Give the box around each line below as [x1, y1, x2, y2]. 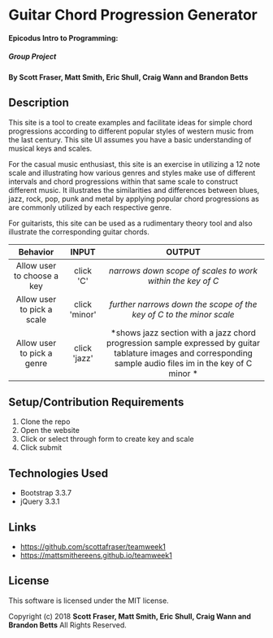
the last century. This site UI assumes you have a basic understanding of [8, 134, 252, 144]
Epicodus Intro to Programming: [8, 33, 119, 42]
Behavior [18, 246, 54, 257]
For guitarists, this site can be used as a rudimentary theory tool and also [8, 218, 253, 228]
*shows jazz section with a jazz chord [110, 327, 256, 339]
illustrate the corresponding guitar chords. [8, 226, 150, 237]
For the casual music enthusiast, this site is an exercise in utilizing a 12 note [8, 159, 261, 168]
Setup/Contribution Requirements [8, 395, 184, 409]
